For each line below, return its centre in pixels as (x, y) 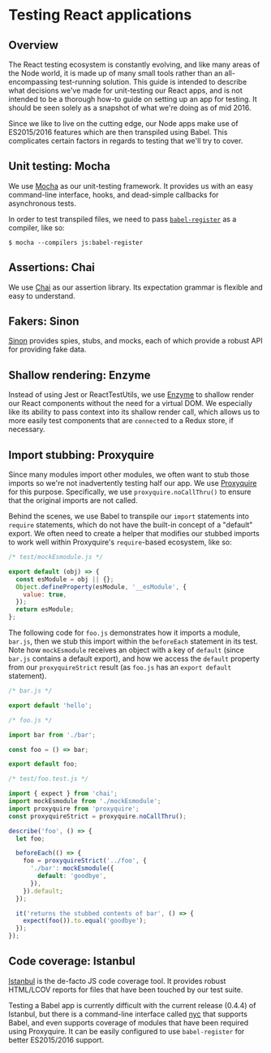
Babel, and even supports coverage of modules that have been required (129, 1022)
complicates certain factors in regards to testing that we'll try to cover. (126, 141)
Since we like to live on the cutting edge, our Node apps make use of (123, 123)
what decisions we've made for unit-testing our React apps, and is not (126, 90)
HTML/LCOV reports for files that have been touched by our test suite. (126, 990)
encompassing (33, 82)
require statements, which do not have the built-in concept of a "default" (131, 525)
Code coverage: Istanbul (72, 961)
